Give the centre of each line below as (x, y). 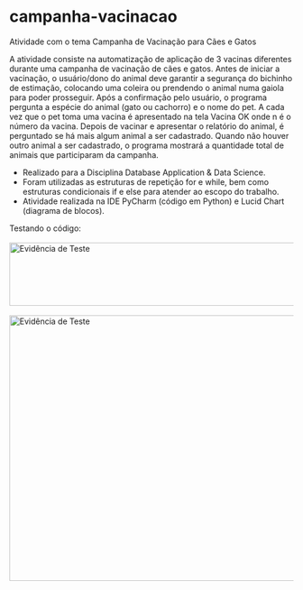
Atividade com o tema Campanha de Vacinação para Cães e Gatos (133, 41)
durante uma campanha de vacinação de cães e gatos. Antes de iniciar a (145, 69)
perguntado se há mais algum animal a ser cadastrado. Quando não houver (149, 135)
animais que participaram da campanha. (84, 154)
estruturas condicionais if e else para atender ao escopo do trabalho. (151, 191)
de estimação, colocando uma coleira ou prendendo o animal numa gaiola (147, 88)
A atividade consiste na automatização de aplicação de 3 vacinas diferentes (151, 59)
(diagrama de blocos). (64, 210)
